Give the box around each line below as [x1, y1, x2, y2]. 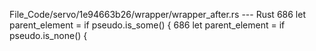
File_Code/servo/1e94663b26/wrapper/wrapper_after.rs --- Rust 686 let [9, 9, 306, 20]
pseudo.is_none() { [9, 30, 88, 41]
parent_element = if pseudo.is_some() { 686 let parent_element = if [9, 19, 286, 31]
